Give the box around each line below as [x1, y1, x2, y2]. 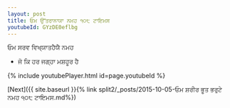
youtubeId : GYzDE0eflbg [7, 23, 78, 31]
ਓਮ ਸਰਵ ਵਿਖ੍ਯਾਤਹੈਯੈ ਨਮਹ [7, 43, 74, 52]
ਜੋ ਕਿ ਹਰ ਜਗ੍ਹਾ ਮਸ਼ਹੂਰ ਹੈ [17, 58, 79, 66]
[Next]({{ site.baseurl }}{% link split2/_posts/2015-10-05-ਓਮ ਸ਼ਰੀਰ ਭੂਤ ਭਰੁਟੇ [7, 85, 223, 94]
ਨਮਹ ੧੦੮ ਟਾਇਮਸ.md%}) [7, 93, 77, 102]
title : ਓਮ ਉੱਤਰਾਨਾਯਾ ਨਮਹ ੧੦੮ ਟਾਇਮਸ [7, 17, 110, 24]
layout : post [7, 10, 46, 18]
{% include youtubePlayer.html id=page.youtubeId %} [7, 72, 166, 80]
